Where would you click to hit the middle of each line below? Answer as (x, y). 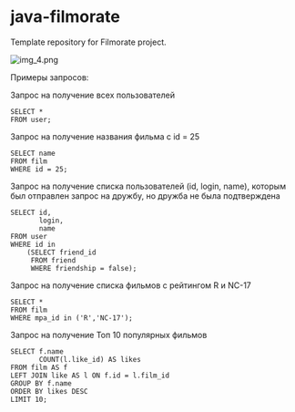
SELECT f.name (37, 351)
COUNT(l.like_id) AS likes (90, 359)
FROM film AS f (39, 367)
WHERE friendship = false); (84, 268)
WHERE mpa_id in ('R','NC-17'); (71, 318)
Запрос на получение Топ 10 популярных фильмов (109, 335)
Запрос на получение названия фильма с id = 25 (105, 136)
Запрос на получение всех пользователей (93, 95)
